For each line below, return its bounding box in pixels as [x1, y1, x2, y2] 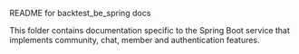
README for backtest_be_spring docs [9, 8, 151, 18]
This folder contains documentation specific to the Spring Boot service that [9, 25, 290, 35]
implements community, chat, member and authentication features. [9, 35, 260, 45]
